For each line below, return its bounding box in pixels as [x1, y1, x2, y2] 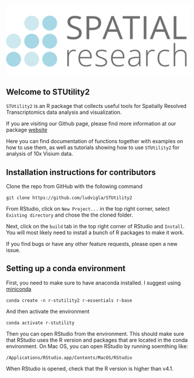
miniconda [6, 285, 32, 292]
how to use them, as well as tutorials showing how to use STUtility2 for [6, 144, 180, 151]
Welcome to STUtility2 [6, 87, 90, 97]
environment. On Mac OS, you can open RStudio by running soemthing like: [6, 342, 189, 350]
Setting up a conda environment [6, 264, 126, 274]
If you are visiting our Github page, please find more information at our [6, 120, 176, 127]
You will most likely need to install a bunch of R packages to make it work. [6, 229, 185, 236]
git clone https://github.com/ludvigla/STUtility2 [6, 195, 132, 201]
